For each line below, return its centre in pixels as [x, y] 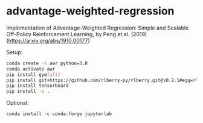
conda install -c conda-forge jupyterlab [59, 114]
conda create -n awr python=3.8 [47, 63]
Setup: [14, 52]
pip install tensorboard [37, 86]
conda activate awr [31, 69]
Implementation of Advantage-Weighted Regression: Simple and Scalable [98, 28]
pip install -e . [28, 92]
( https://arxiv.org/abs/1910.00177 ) [48, 40]
